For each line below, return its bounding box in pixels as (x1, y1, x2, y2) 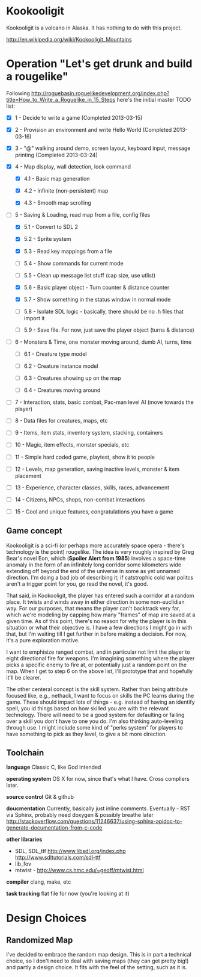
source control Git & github (6, 793, 74, 801)
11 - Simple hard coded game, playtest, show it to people (14, 453, 155, 461)
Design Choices (6, 911, 87, 925)
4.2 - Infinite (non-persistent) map (23, 187, 109, 194)
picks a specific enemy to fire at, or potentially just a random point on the (6, 661, 187, 668)
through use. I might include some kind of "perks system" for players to (6, 724, 183, 731)
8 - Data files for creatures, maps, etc (14, 417, 108, 424)
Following (6, 89, 30, 97)
